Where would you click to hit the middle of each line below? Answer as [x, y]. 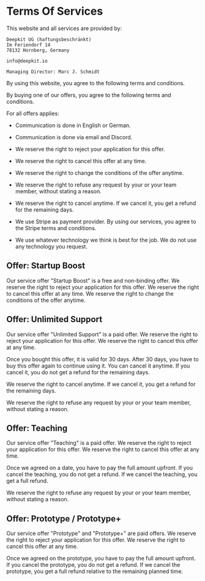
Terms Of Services [55, 11]
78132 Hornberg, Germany [38, 50]
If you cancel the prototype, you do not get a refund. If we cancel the [93, 565]
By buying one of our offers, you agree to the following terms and [89, 95]
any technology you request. [51, 246]
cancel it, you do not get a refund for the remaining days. [78, 372]
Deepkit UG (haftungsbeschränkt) [49, 39]
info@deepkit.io [27, 61]
